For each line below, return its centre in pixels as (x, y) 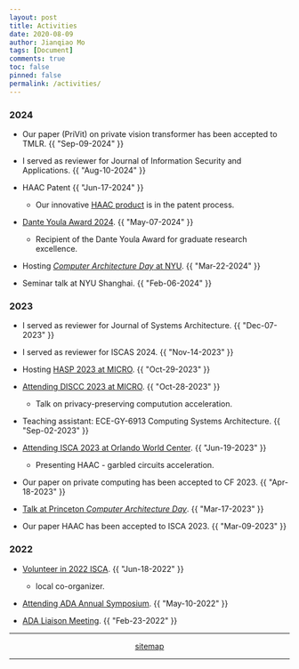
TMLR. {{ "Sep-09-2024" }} (73, 143)
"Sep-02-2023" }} (55, 431)
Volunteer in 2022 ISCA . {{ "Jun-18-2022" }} (103, 568)
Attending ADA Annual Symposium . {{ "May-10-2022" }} (125, 603)
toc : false (29, 68)
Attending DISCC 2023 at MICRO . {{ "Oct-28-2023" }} (121, 387)
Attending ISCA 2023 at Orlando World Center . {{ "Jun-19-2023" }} (144, 448)
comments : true (37, 59)
